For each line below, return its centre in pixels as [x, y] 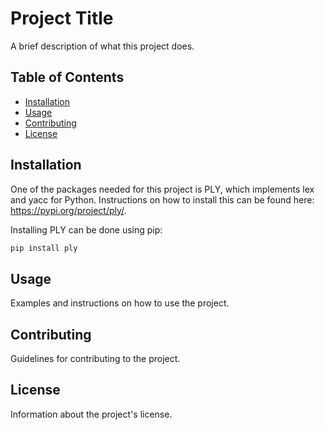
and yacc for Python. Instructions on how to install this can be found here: [162, 199]
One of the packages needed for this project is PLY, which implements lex [162, 189]
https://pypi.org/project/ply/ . [68, 210]
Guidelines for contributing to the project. [95, 359]
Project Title [62, 18]
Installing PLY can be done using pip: [86, 229]
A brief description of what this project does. [102, 46]
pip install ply [44, 248]
